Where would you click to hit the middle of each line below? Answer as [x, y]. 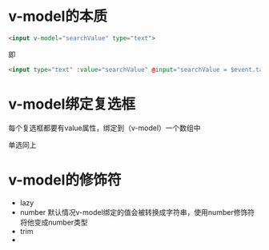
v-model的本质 [58, 16]
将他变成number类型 [54, 222]
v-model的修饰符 [65, 180]
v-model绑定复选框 [72, 104]
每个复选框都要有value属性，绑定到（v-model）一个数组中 [105, 128]
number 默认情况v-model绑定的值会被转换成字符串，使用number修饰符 [137, 212]
